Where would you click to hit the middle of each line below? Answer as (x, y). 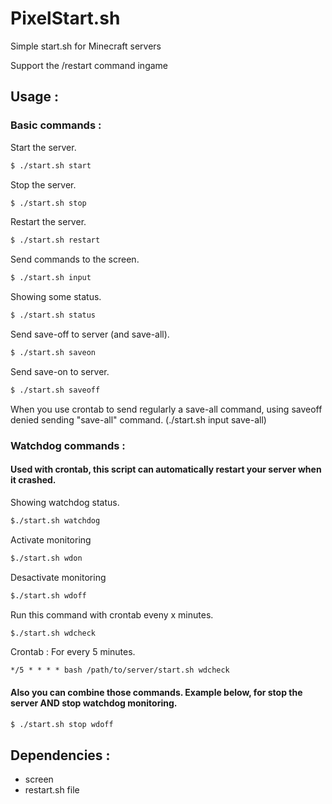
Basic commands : (56, 125)
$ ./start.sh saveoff (55, 390)
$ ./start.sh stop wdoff (62, 724)
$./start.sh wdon (46, 558)
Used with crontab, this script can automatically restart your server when (166, 469)
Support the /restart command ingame (89, 65)
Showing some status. (56, 297)
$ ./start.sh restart (55, 240)
